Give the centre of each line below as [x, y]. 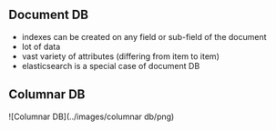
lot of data [41, 46]
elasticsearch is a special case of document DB [111, 65]
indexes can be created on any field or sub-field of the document [144, 36]
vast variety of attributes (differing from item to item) [120, 56]
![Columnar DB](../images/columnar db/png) [92, 116]
